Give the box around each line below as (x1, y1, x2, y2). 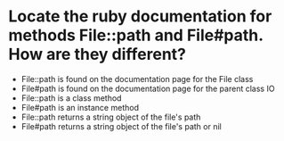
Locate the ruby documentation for (8, 6, 272, 27)
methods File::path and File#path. (8, 25, 264, 46)
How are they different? (8, 45, 187, 64)
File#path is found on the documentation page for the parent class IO (20, 83, 275, 94)
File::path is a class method (20, 92, 122, 104)
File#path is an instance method (20, 102, 140, 112)
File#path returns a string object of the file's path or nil (20, 120, 222, 131)
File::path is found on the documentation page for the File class (20, 73, 254, 84)
